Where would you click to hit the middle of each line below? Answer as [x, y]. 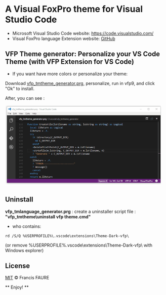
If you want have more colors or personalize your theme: [70, 74]
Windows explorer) [24, 250]
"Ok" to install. [20, 88]
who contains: [27, 226]
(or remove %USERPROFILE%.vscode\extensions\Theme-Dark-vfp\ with [79, 245]
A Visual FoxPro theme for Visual [74, 9]
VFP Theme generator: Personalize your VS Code [83, 54]
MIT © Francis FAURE [27, 278]
